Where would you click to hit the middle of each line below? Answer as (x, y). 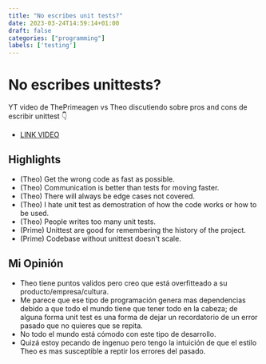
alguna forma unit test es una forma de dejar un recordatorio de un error (139, 317)
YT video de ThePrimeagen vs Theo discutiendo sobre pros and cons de (128, 107)
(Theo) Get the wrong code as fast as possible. (97, 179)
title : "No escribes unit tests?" (66, 16)
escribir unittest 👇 (38, 116)
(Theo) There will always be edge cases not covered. (107, 196)
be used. (34, 213)
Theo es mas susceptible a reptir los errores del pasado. (113, 351)
